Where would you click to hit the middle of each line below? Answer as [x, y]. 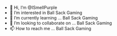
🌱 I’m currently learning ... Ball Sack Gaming [54, 18]
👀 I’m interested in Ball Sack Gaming [46, 13]
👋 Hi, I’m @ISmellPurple [33, 8]
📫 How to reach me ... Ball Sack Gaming [50, 28]
